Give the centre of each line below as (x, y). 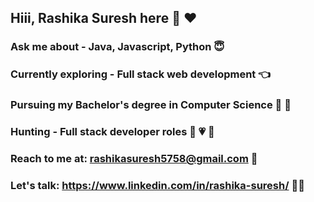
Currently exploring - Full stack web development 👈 (141, 74)
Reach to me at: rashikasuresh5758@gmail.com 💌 (134, 158)
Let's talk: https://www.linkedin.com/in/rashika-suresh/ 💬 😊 (157, 185)
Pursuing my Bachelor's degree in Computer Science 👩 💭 (151, 105)
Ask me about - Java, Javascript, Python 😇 (117, 47)
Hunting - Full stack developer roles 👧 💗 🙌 (112, 132)
